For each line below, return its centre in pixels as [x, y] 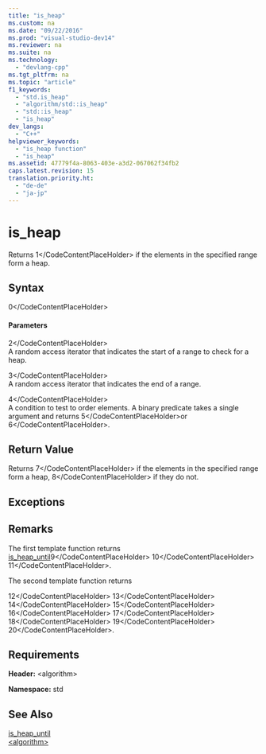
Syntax [26, 288]
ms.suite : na [30, 52]
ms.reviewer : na [35, 45]
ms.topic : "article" [42, 82]
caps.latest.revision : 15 [51, 171]
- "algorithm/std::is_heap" [62, 104]
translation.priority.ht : [51, 179]
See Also [31, 714]
